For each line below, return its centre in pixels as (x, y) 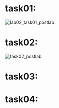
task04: (22, 100)
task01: (21, 9)
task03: (22, 77)
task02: (22, 43)
